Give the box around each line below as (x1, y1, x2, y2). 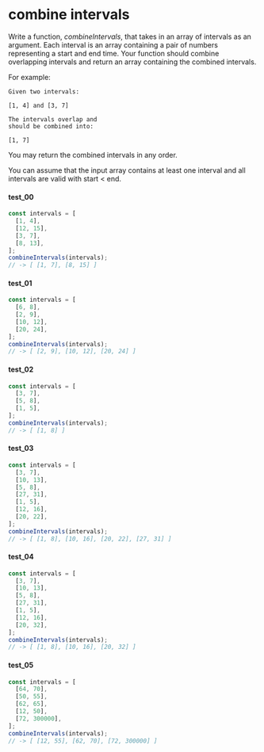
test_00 (8, 192, 34, 201)
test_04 (8, 552, 34, 562)
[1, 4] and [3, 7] (8, 101, 69, 109)
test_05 (8, 660, 34, 670)
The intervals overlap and (8, 115, 98, 124)
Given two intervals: (8, 87, 80, 96)
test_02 (8, 365, 34, 374)
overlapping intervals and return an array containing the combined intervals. (8, 57, 257, 67)
